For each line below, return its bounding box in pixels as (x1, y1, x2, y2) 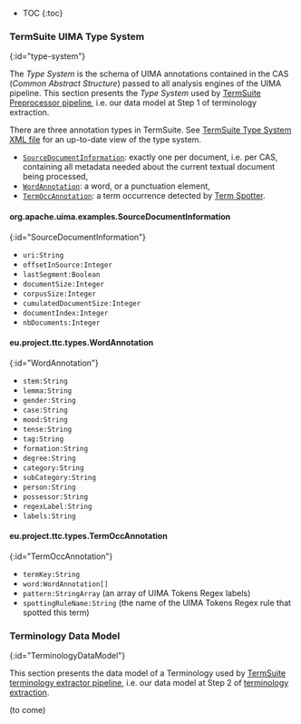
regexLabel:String (22, 502, 92, 511)
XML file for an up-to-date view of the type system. (9, 134, 202, 145)
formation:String (22, 444, 89, 453)
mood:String (22, 415, 68, 425)
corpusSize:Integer (22, 289, 97, 298)
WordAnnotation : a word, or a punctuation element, (22, 181, 210, 191)
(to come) (9, 705, 46, 716)
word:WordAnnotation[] (22, 580, 109, 589)
